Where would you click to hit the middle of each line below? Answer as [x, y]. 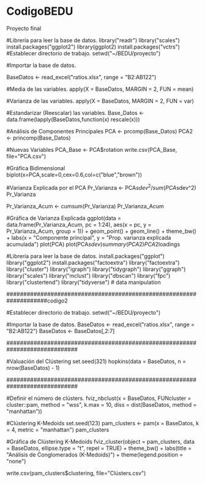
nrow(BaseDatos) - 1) [33, 367]
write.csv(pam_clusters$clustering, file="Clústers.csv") [76, 473]
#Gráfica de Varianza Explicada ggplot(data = [64, 218]
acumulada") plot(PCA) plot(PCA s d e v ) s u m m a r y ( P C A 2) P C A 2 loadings [93, 244]
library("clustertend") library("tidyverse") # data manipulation [84, 282]
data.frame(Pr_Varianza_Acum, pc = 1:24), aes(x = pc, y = [79, 224]
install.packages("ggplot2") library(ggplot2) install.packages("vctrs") [93, 47]
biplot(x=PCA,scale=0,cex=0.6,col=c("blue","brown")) [74, 175]
